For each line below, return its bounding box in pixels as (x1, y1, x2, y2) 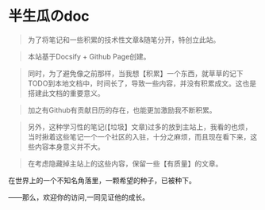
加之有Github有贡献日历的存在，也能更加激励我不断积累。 (27, 105, 217, 115)
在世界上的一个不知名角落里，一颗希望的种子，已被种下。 (8, 175, 196, 185)
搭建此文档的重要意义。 (27, 88, 105, 97)
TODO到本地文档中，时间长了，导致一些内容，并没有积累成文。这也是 (27, 78, 256, 88)
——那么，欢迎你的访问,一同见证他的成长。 (8, 192, 150, 202)
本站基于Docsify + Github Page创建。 (27, 52, 151, 61)
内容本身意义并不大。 (34, 142, 105, 151)
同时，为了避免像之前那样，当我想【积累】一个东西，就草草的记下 (27, 68, 244, 78)
